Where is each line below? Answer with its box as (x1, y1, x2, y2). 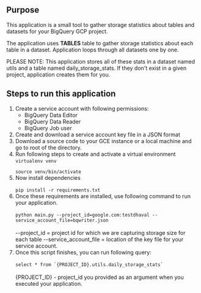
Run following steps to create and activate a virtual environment (15, 150, 176, 158)
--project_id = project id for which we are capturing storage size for (15, 229, 186, 236)
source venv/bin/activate (15, 168, 81, 175)
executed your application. (15, 280, 82, 287)
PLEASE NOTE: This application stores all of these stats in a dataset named (6, 57, 196, 65)
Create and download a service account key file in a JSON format (15, 131, 180, 138)
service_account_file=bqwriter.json (15, 217, 109, 223)
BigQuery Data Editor (24, 111, 78, 119)
